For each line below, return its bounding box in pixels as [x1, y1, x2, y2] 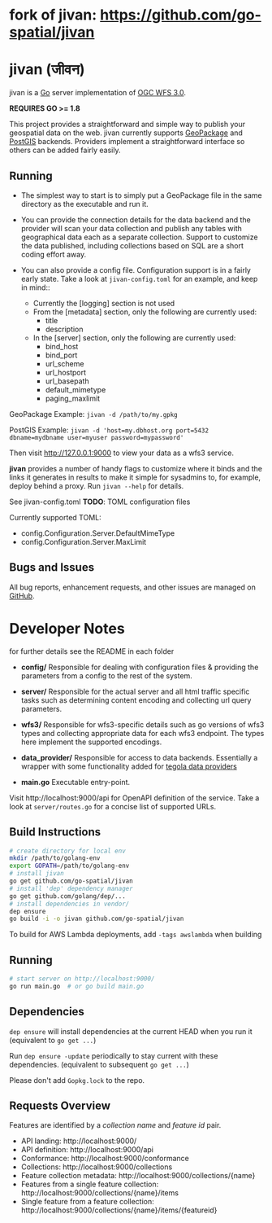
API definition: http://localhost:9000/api [20, 1145, 153, 1155]
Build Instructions [9, 825, 101, 839]
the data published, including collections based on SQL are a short [20, 240, 244, 250]
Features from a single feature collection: [20, 1179, 159, 1190]
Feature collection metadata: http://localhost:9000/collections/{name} [20, 1171, 256, 1181]
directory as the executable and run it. [20, 199, 149, 208]
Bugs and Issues [9, 560, 95, 575]
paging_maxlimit [45, 393, 101, 403]
